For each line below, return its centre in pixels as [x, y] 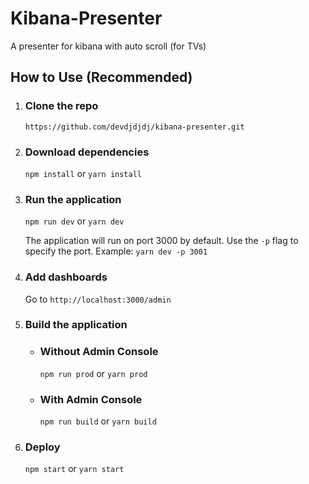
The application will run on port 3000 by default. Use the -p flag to [161, 241]
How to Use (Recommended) [101, 77]
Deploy [42, 447]
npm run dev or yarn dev [74, 221]
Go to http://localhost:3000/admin [98, 299]
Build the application [76, 325]
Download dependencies [87, 152]
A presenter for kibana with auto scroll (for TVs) [108, 46]
